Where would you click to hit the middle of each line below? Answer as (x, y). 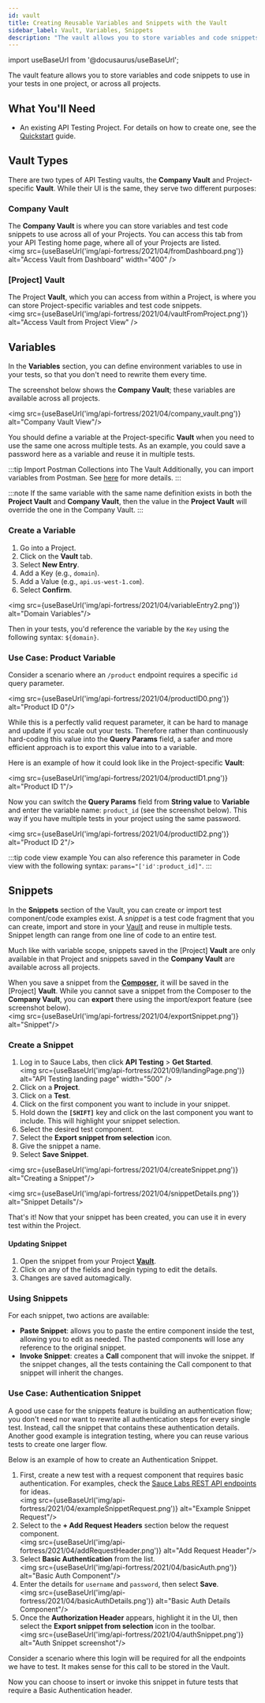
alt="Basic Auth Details (193, 1600)
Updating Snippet (37, 1243)
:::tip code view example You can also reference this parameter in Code (124, 857)
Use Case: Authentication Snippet (75, 1393)
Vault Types (38, 161)
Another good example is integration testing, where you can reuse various (129, 1436)
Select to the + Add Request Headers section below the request (124, 1525)
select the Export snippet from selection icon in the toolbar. (118, 1626)
